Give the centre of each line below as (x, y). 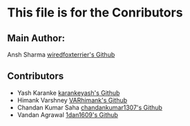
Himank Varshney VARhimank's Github (72, 100)
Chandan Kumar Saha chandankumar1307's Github (89, 107)
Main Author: (36, 38)
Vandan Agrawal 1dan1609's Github (68, 114)
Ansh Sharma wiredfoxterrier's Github (61, 54)
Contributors (36, 76)
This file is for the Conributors (95, 13)
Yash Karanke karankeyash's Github (68, 93)
